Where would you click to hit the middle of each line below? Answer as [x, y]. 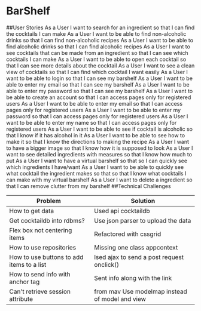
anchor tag [25, 282]
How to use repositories [43, 247]
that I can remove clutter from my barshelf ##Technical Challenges [89, 186]
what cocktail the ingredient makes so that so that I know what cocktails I [96, 173]
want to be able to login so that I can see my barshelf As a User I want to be [100, 78]
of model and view [120, 298]
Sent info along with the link [133, 278]
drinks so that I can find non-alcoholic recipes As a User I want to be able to [100, 40]
